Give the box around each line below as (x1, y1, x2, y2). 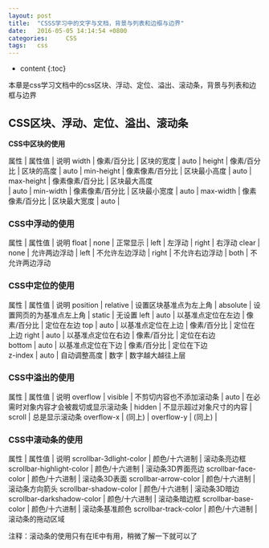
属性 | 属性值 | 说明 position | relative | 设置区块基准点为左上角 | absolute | (8, 300, 252, 309)
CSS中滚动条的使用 (8, 434, 84, 445)
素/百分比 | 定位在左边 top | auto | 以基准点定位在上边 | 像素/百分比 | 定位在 (8, 320, 255, 329)
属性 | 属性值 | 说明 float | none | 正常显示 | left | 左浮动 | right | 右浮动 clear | (8, 238, 261, 247)
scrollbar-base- (202, 494, 255, 504)
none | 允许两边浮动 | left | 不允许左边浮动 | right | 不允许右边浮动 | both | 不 (8, 248, 258, 258)
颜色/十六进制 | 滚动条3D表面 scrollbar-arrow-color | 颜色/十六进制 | (31, 474, 255, 484)
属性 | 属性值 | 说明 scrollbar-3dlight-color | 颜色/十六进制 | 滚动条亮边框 (8, 454, 247, 464)
